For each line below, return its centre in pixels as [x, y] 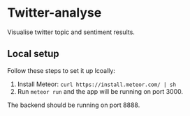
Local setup [33, 54]
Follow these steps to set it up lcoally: [61, 70]
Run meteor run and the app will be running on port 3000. [100, 91]
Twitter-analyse [54, 13]
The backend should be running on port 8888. [74, 105]
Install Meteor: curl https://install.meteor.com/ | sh [97, 84]
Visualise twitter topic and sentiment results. [71, 32]
